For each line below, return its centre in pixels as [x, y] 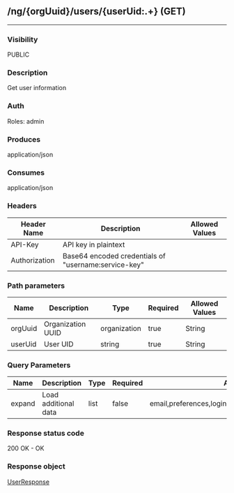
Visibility [23, 39]
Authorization [33, 260]
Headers [22, 206]
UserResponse [29, 482]
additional [58, 404]
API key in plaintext [94, 244]
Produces [24, 139]
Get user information [37, 88]
